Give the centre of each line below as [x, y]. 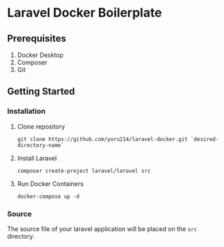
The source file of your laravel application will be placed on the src [102, 229]
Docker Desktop [40, 55]
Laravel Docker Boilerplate [85, 13]
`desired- [205, 139]
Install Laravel [37, 158]
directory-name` [40, 145]
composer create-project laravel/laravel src [84, 171]
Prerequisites [37, 39]
